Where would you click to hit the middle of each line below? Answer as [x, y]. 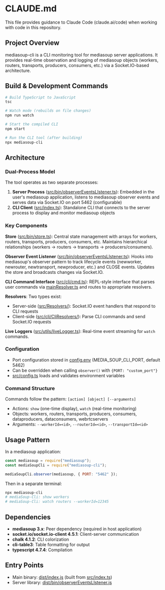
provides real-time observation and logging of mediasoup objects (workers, [82, 60]
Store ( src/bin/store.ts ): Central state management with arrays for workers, [81, 236]
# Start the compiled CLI [32, 124]
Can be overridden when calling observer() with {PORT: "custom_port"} [85, 370]
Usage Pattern [28, 440]
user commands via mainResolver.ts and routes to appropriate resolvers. [79, 287]
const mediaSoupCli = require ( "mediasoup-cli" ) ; [56, 465]
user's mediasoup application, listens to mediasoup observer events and [86, 197]
